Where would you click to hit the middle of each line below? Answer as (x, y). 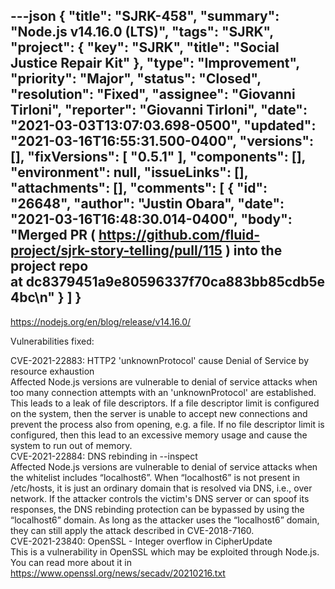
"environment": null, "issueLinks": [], (129, 172)
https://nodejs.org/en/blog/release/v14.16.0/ (101, 321)
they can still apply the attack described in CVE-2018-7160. (132, 530)
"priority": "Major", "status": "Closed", (136, 79)
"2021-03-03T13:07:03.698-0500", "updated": (163, 125)
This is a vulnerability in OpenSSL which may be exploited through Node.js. (165, 551)
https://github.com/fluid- (179, 235)
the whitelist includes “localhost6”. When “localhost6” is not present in (155, 477)
